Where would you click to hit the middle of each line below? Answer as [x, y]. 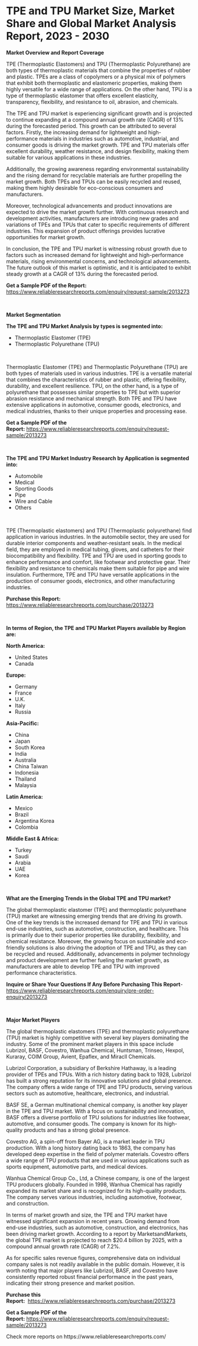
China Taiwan [31, 766]
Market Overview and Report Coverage [55, 52]
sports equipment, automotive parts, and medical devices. [77, 1166]
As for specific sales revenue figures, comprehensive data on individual [93, 1258]
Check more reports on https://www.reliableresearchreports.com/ [86, 1337]
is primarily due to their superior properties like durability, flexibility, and [94, 935]
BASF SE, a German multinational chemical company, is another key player [97, 1105]
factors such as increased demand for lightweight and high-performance [95, 255]
